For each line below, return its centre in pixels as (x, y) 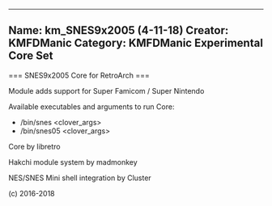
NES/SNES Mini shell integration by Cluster (80, 178)
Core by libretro (34, 146)
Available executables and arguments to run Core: (91, 107)
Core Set (31, 56)
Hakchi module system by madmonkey (73, 162)
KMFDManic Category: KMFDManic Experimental (136, 43)
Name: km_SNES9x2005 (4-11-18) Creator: (119, 30)
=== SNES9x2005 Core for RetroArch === (79, 75)
